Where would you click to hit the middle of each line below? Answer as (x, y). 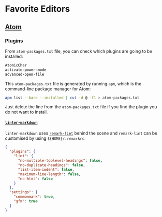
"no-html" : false (35, 179)
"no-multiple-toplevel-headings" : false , (60, 161)
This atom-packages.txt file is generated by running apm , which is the (73, 83)
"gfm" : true (26, 201)
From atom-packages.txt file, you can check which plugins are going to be (79, 51)
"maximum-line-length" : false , (49, 174)
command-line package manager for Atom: (48, 89)
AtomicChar (16, 65)
